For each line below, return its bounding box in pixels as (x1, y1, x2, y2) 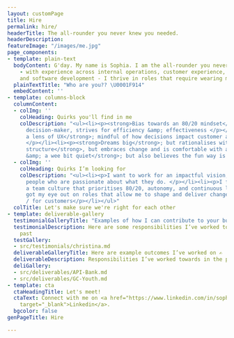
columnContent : (13, 101, 58, 108)
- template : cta (7, 282, 54, 289)
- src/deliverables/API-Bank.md (13, 268, 108, 275)
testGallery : (13, 236, 52, 243)
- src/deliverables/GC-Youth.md (13, 275, 108, 282)
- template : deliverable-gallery (7, 211, 104, 218)
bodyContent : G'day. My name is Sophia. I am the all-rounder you (13, 62, 210, 69)
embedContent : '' (13, 88, 64, 95)
